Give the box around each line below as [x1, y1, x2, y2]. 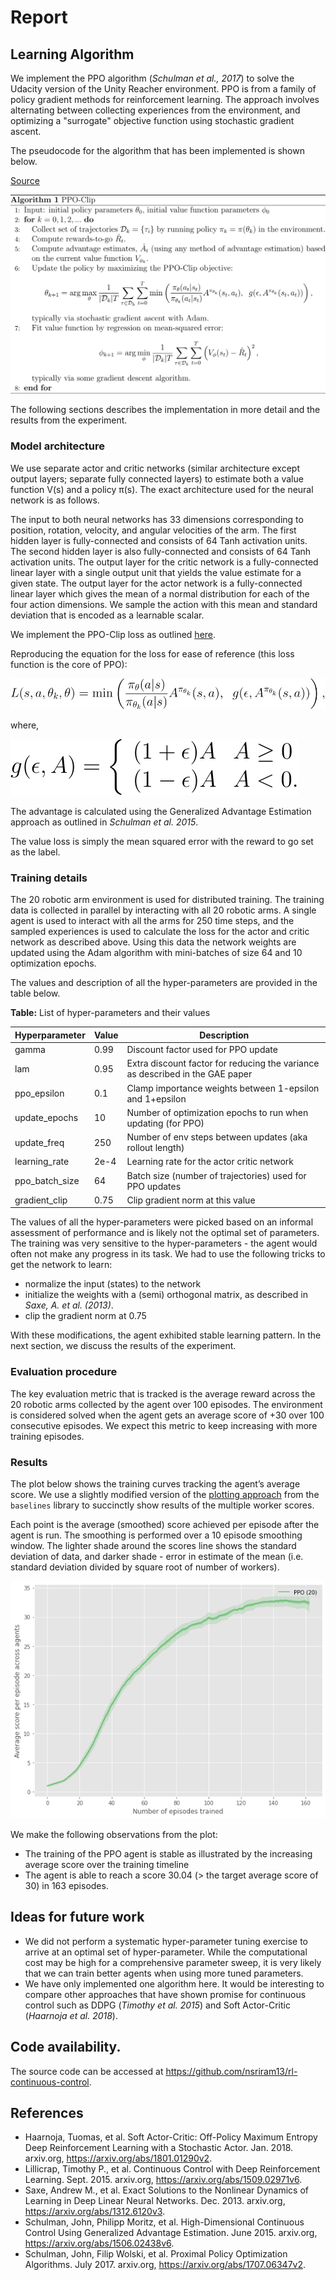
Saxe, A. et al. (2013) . [24, 1299, 114, 1311]
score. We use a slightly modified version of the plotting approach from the [10, 1489, 320, 1501]
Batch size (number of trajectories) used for [126, 1169, 307, 1181]
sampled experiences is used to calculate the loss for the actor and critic [10, 926, 310, 938]
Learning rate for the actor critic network [126, 1156, 295, 1168]
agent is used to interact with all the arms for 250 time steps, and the [10, 915, 295, 927]
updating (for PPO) [126, 1117, 205, 1129]
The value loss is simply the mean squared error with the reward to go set [10, 836, 314, 848]
